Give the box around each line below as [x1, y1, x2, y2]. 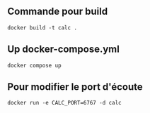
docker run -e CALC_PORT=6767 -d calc [7, 100, 122, 107]
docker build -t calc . [7, 24, 78, 31]
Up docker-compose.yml [7, 44, 120, 55]
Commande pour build [7, 6, 108, 18]
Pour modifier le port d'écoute [7, 81, 143, 93]
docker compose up [7, 62, 62, 69]
